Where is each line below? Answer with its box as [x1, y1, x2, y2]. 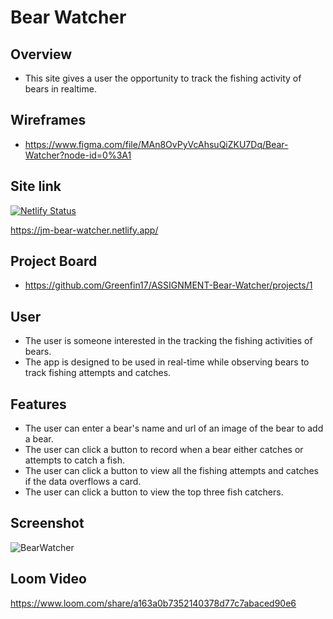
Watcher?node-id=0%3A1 [24, 149, 132, 161]
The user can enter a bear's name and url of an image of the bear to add [24, 422, 324, 435]
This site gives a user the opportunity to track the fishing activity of [24, 72, 302, 84]
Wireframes [10, 112, 87, 129]
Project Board [10, 253, 98, 270]
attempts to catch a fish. [24, 454, 125, 466]
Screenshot [10, 515, 85, 532]
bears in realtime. [24, 83, 97, 95]
